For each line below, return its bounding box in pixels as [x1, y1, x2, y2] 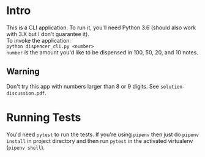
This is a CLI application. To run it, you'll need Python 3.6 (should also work [6, 24, 196, 31]
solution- [160, 84, 185, 90]
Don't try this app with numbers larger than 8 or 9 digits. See [6, 82, 159, 90]
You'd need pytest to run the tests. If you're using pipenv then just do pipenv [6, 131, 199, 138]
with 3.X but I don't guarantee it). [6, 30, 90, 37]
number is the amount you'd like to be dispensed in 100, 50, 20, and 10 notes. [6, 48, 199, 56]
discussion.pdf [6, 90, 45, 97]
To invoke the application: [6, 37, 72, 44]
